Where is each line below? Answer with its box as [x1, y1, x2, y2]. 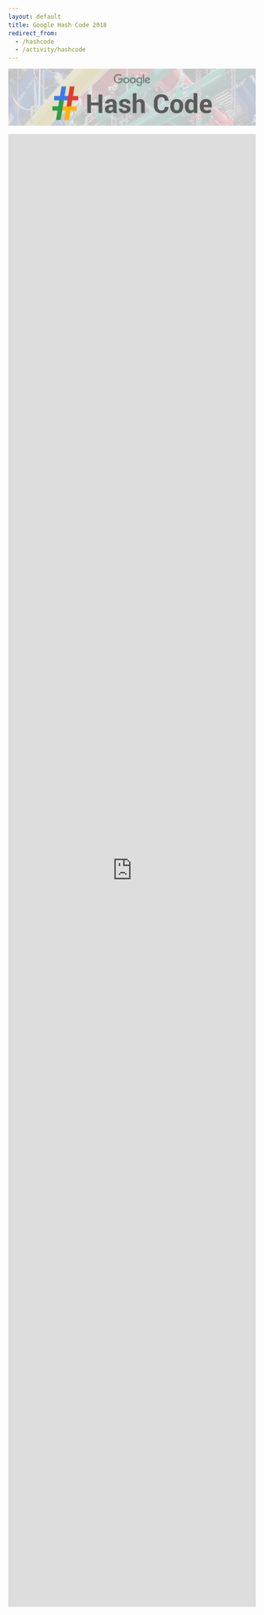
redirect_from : [8, 29, 58, 37]
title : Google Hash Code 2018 [8, 20, 108, 29]
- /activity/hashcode [15, 46, 86, 54]
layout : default [8, 13, 61, 20]
